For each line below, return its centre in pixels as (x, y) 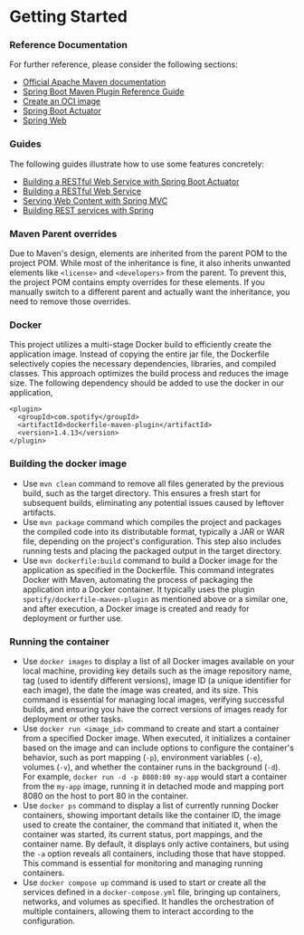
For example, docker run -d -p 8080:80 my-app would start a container (155, 777)
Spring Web (44, 120)
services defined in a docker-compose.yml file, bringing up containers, (152, 892)
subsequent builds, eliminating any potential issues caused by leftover (153, 502)
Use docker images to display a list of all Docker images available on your (158, 661)
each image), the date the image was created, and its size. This (140, 690)
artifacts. (39, 512)
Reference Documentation (69, 45)
